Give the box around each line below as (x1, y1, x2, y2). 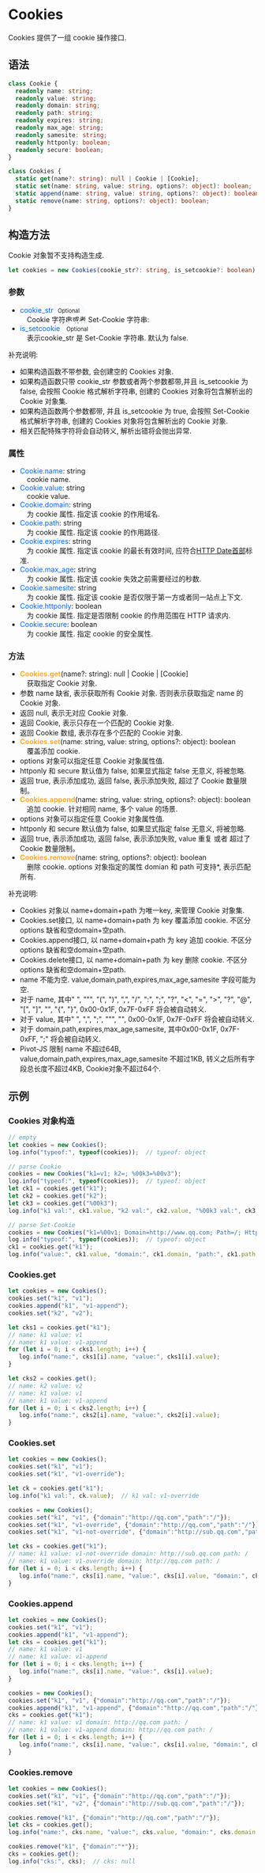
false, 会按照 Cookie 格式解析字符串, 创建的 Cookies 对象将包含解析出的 (19, 386, 253, 396)
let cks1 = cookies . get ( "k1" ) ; (8, 1324, 111, 1332)
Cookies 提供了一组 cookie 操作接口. (8, 32, 127, 42)
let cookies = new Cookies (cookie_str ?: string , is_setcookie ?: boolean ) (8, 267, 256, 275)
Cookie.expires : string (19, 536, 91, 545)
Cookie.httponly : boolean (19, 601, 103, 610)
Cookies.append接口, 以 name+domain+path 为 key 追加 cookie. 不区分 (19, 936, 252, 945)
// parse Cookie (8, 1162, 62, 1171)
